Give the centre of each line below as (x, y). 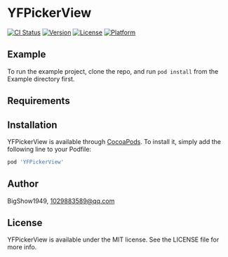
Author (23, 184)
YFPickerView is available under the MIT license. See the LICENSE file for (113, 239)
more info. (22, 247)
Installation (32, 125)
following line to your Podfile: (49, 149)
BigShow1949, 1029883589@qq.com (61, 201)
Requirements (39, 101)
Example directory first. (41, 79)
